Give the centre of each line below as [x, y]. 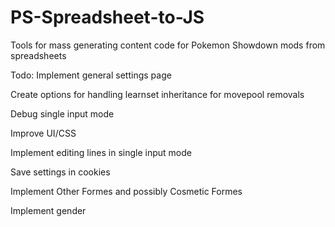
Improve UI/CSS [43, 133]
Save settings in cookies [60, 172]
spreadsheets [38, 55]
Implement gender [48, 210]
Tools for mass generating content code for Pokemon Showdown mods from [168, 45]
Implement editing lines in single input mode [101, 152]
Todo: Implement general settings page [91, 75]
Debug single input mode [62, 113]
